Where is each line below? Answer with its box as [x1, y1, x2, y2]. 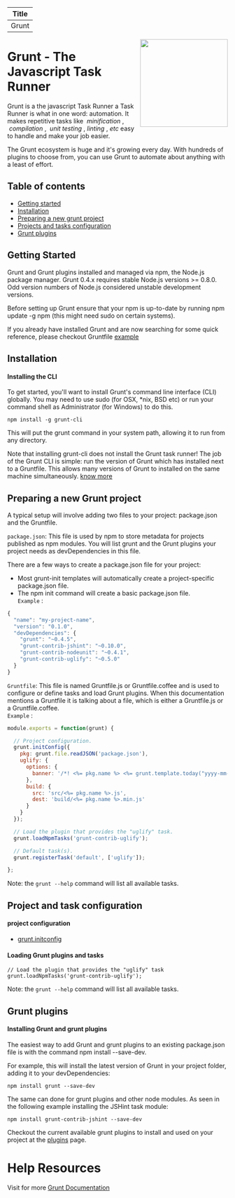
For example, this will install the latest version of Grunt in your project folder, [7, 1061, 227, 1070]
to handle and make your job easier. [7, 131, 111, 140]
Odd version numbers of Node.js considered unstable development [7, 283, 201, 291]
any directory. [7, 436, 48, 445]
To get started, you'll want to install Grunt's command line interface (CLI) [7, 388, 217, 396]
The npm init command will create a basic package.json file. [17, 588, 191, 597]
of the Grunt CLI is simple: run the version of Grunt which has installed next [7, 457, 224, 466]
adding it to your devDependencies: [7, 1069, 111, 1077]
